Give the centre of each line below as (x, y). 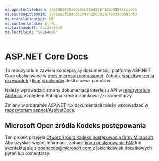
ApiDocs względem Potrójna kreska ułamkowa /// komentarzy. (69, 95)
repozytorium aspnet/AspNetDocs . (40, 110)
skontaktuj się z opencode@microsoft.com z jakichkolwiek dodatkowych (79, 148)
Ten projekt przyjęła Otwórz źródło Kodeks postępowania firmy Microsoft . (80, 137)
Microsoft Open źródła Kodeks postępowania (76, 126)
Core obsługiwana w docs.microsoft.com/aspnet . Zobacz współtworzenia (80, 75)
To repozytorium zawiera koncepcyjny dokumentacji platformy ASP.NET (78, 70)
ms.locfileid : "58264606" (31, 32)
